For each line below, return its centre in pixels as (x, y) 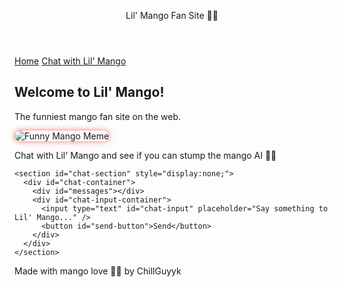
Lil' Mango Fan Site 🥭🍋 (172, 15)
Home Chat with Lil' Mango (70, 61)
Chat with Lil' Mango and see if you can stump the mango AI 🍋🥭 (145, 155)
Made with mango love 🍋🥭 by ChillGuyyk (98, 271)
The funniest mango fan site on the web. (98, 116)
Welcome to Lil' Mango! (89, 92)
